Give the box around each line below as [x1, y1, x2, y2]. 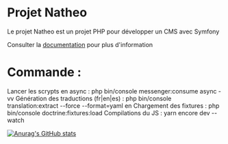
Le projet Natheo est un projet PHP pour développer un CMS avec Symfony [7, 27, 220, 35]
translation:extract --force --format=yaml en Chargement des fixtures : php [7, 101, 220, 110]
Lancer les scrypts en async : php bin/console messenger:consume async [7, 87, 217, 95]
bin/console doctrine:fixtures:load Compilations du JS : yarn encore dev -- [7, 109, 218, 117]
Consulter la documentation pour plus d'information [7, 40, 153, 48]
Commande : [7, 65, 81, 80]
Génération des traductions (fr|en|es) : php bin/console [15, 94, 172, 102]
